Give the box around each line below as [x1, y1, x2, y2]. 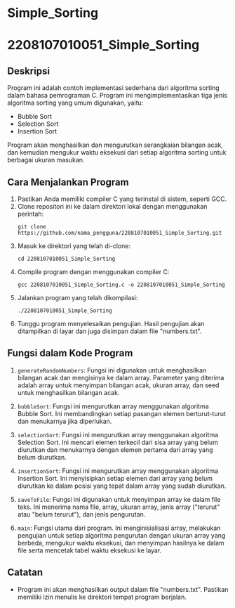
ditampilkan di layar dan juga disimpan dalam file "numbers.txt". [17, 327, 202, 335]
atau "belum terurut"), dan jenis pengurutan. [17, 510, 146, 518]
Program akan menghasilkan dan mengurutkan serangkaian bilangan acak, [7, 141, 223, 149]
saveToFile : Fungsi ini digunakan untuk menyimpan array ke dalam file [17, 495, 221, 503]
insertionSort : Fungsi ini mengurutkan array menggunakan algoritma [17, 466, 219, 475]
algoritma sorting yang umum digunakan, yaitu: [7, 98, 144, 107]
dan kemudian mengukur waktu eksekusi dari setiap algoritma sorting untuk [7, 148, 227, 157]
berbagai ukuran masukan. [7, 156, 85, 164]
